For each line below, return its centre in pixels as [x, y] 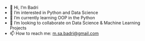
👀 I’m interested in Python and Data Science [54, 13]
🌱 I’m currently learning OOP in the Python [52, 18]
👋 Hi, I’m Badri [24, 7]
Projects [18, 28]
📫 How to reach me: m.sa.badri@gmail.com [54, 33]
